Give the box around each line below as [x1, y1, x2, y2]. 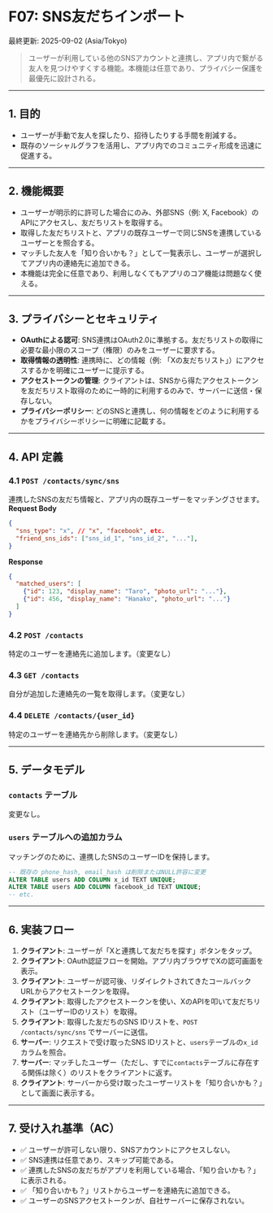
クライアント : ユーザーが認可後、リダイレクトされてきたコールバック [19, 977, 252, 986]
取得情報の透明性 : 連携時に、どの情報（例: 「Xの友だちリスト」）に [19, 355, 244, 366]
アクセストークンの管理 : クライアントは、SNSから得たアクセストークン [19, 375, 259, 386]
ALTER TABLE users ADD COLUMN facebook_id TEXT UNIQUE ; [8, 883, 201, 891]
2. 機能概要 [8, 184, 64, 198]
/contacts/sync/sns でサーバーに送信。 [19, 1027, 153, 1037]
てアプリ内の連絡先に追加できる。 [19, 258, 135, 268]
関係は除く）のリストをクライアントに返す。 [27, 1068, 176, 1077]
